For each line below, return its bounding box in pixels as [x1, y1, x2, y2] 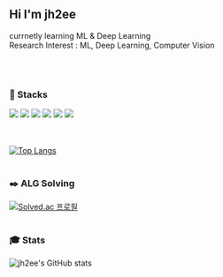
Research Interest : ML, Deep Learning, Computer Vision [9, 40, 215, 50]
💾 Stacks [9, 88, 49, 101]
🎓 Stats [9, 234, 46, 246]
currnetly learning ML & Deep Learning [9, 30, 151, 41]
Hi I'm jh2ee [9, 7, 77, 22]
